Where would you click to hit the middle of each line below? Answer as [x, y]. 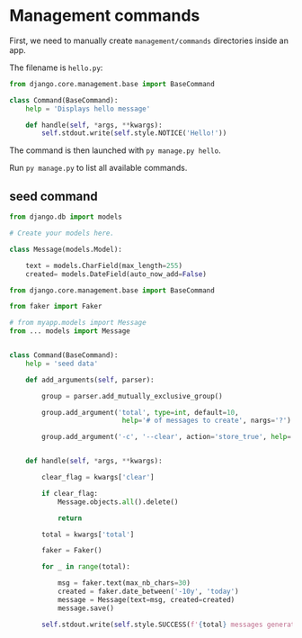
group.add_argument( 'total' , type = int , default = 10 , [141, 412]
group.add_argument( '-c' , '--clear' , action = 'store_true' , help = [167, 437]
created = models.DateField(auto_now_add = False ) [116, 274]
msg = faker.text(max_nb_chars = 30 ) [124, 583]
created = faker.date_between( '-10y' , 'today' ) [148, 591]
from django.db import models [66, 217]
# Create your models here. [62, 233]
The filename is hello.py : [56, 67]
